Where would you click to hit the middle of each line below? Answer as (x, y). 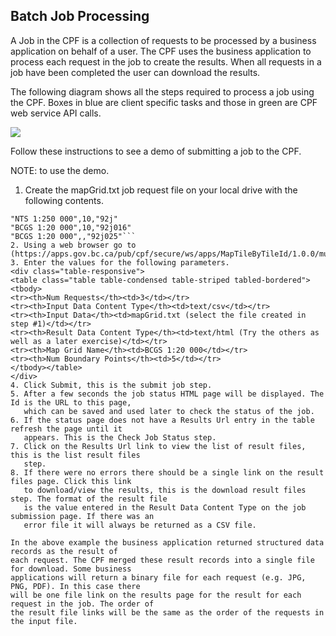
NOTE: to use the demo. (60, 170)
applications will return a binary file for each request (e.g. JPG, (158, 577)
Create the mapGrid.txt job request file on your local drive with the (161, 190)
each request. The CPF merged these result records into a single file (162, 560)
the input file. (44, 621)
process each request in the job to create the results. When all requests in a (166, 61)
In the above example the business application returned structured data (167, 542)
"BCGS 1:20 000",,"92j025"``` (73, 236)
